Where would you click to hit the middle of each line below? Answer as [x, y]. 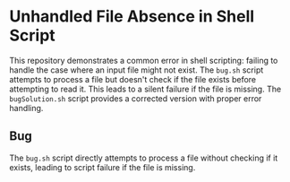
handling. [26, 108]
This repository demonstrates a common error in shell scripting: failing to [144, 60]
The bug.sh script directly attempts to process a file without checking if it [144, 158]
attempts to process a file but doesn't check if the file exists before [133, 79]
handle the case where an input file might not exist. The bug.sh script [136, 70]
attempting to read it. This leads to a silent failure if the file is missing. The [145, 89]
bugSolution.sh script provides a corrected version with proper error [136, 98]
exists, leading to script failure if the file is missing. [102, 167]
